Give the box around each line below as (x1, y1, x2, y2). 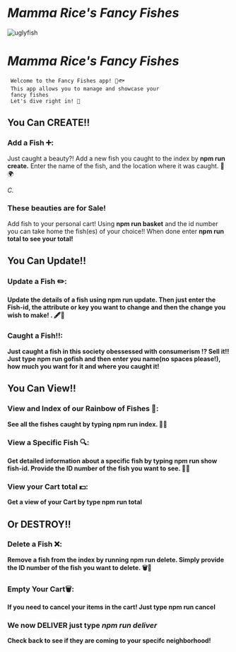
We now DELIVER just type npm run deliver (7, 620, 158, 630)
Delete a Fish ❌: (7, 539, 62, 549)
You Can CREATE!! (7, 117, 90, 129)
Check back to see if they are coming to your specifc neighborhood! (7, 636, 211, 645)
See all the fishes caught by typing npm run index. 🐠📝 (7, 420, 167, 428)
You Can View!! (7, 383, 76, 395)
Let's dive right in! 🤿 (10, 97, 81, 105)
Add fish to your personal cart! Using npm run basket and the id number (7, 219, 219, 227)
